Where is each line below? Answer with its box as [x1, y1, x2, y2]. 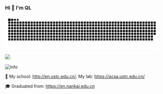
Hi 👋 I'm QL [5, 4, 32, 11]
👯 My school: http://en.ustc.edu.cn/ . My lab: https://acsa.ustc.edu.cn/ [5, 74, 145, 79]
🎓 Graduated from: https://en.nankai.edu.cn [5, 83, 95, 89]
